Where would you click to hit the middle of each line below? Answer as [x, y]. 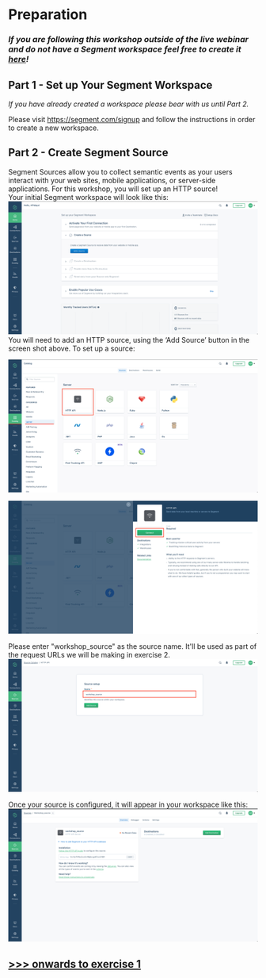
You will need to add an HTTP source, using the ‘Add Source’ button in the [129, 339]
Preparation [48, 15]
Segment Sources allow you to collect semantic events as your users [120, 171]
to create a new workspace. [53, 128]
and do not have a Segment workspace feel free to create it [125, 49]
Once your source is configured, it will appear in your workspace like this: [128, 804]
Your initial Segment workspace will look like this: [88, 197]
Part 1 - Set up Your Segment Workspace [110, 85]
